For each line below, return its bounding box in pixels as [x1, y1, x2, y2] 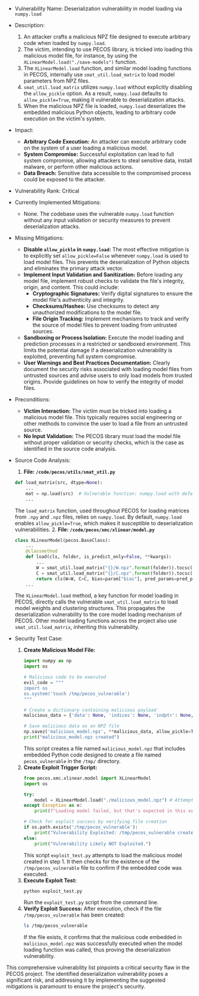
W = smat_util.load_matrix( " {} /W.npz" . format [36, 564, 150, 571]
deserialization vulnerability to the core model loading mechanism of [14, 611, 182, 618]
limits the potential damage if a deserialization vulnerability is [23, 347, 173, 353]
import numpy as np [23, 658, 72, 664]
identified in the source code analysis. [23, 445, 117, 452]
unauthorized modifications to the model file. [32, 309, 142, 316]
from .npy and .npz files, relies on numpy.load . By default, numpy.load [14, 513, 182, 521]
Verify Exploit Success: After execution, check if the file [23, 905, 162, 912]
